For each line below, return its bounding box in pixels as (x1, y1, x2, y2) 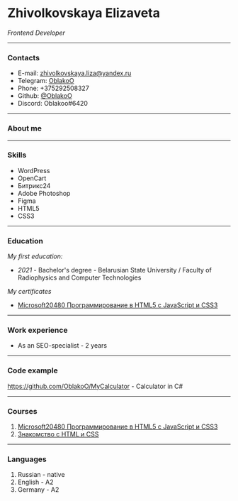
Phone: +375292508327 (17, 84, 90, 93)
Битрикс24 (17, 181, 51, 189)
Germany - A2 (17, 485, 59, 494)
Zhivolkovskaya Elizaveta (7, 5, 161, 21)
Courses (7, 406, 38, 416)
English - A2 (17, 478, 55, 487)
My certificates (7, 287, 52, 296)
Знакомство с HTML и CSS (17, 430, 99, 439)
